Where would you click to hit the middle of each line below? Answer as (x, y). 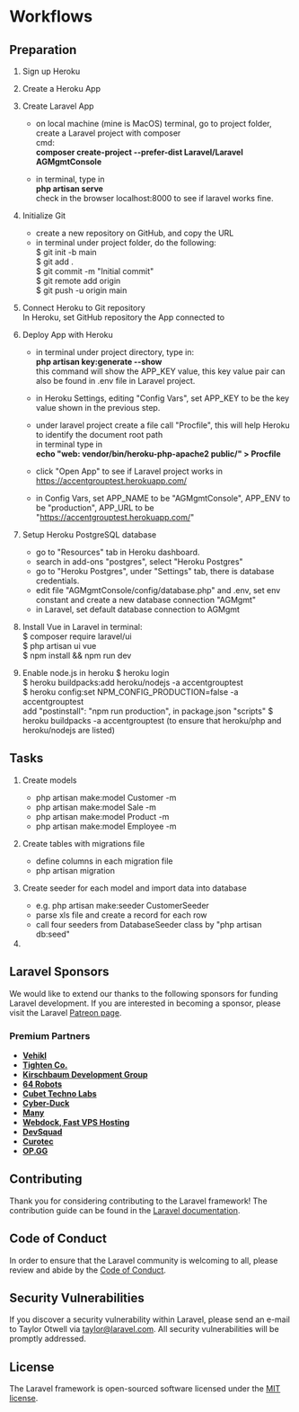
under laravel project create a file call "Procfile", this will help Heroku (163, 425)
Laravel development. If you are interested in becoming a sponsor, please (145, 1003)
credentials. (57, 581)
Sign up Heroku (51, 71)
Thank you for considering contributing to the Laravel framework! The (138, 1201)
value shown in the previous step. (98, 408)
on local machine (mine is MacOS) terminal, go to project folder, (154, 124)
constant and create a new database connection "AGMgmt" (146, 600)
